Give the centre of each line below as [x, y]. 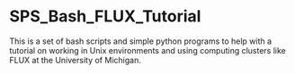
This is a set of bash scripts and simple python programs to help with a [141, 41]
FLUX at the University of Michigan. [75, 60]
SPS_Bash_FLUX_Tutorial [105, 16]
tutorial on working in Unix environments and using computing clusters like [147, 50]
